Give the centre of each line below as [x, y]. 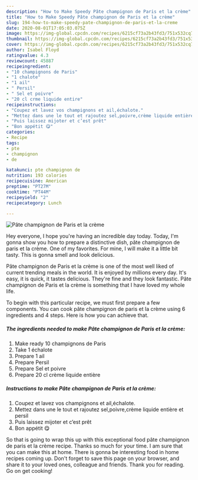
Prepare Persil [32, 362]
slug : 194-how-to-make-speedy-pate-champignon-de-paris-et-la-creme [92, 22]
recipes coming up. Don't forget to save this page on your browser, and [93, 459]
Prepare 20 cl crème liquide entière [57, 375]
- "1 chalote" [24, 77]
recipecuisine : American [37, 181]
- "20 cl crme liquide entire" [44, 99]
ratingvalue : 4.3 [27, 55]
